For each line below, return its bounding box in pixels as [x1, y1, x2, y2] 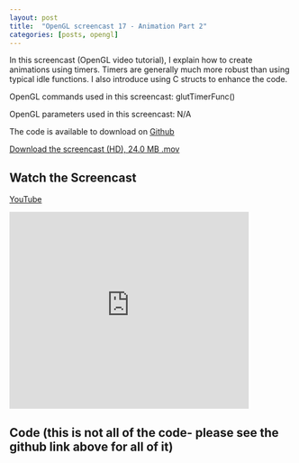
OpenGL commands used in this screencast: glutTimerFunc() [9, 91, 236, 102]
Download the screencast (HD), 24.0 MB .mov [9, 144, 180, 154]
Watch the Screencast [9, 170, 137, 185]
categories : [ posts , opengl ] [9, 30, 119, 39]
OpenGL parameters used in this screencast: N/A [9, 109, 192, 120]
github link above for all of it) [9, 439, 174, 454]
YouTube [9, 194, 42, 205]
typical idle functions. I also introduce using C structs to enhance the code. [9, 74, 288, 85]
